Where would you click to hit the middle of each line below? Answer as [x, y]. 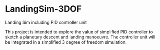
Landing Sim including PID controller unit [46, 22]
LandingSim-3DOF [43, 9]
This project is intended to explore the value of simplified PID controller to [79, 32]
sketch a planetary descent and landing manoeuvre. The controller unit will [80, 37]
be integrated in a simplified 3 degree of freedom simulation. [66, 42]
